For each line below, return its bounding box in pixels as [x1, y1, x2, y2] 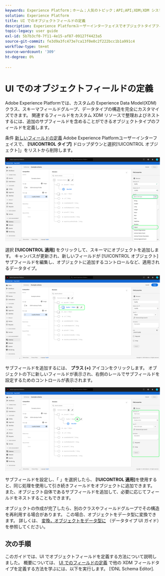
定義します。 [26, 125, 53, 131]
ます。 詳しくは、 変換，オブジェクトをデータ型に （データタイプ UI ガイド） [5, 518, 160, 524]
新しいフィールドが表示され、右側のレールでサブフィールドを [35, 371, 160, 377]
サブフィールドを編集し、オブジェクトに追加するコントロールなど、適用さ [5, 259, 156, 265]
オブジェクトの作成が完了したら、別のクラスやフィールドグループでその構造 [5, 505, 160, 511]
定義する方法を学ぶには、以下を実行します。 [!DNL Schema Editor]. [18, 566, 155, 572]
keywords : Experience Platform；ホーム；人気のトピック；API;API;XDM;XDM [5, 8, 150, 13]
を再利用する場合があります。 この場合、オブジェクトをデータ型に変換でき [5, 512, 157, 518]
